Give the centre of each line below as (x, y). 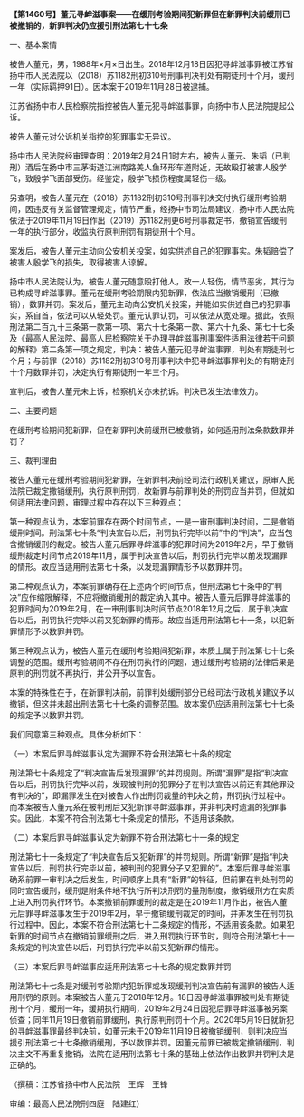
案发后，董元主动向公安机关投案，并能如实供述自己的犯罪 (176, 304)
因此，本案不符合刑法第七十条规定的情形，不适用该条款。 (132, 818)
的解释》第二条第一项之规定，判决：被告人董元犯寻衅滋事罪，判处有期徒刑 (148, 349)
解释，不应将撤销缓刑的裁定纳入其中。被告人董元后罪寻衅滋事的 (172, 597)
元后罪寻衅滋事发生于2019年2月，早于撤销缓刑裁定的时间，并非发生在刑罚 (148, 913)
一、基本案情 (33, 45)
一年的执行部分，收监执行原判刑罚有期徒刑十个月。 (104, 231)
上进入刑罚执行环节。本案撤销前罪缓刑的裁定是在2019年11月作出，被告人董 (148, 902)
